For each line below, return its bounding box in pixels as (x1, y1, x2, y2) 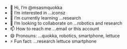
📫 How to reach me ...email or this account (9, 26, 99, 31)
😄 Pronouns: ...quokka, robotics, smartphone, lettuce (9, 33, 120, 39)
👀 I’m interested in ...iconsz (9, 10, 66, 16)
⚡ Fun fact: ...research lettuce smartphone (9, 38, 97, 44)
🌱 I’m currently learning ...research (9, 15, 81, 21)
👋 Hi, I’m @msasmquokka (9, 5, 63, 10)
